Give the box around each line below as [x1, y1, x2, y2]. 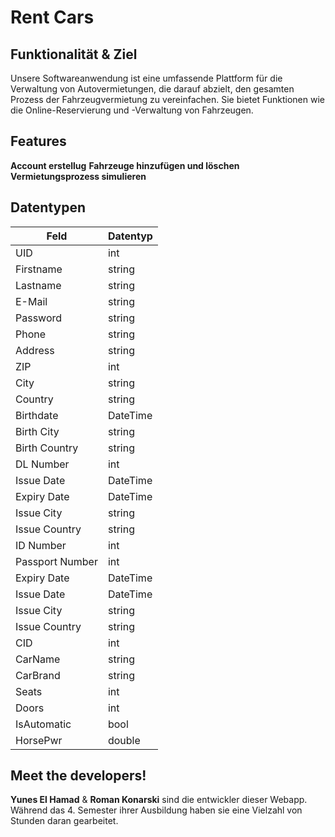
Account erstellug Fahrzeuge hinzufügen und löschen [10, 159, 240, 171]
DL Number [15, 457, 70, 471]
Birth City [15, 424, 60, 438]
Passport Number [15, 554, 98, 568]
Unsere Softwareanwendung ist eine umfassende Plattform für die [10, 72, 283, 84]
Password [15, 311, 63, 325]
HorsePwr [15, 733, 63, 747]
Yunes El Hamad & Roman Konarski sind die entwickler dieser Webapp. [10, 794, 308, 806]
